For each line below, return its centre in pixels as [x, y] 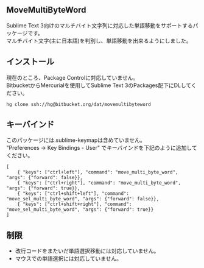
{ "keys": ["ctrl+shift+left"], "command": [73, 194]
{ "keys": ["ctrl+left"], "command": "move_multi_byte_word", [98, 172]
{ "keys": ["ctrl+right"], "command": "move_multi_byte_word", [99, 183]
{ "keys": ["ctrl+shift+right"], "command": [75, 204]
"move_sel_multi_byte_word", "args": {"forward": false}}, [83, 199]
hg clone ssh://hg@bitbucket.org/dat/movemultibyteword [79, 104]
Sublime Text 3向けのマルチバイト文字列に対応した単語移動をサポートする [100, 25]
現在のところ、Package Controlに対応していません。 [72, 77]
